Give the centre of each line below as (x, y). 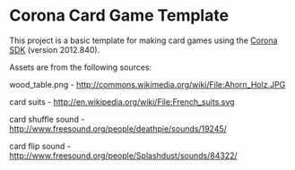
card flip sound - (40, 146)
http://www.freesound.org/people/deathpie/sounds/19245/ (118, 128)
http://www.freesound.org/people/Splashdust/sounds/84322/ (123, 155)
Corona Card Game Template (119, 16)
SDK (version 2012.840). (55, 49)
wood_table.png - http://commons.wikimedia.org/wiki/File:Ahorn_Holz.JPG (147, 84)
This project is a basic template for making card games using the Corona (143, 40)
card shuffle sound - (47, 119)
